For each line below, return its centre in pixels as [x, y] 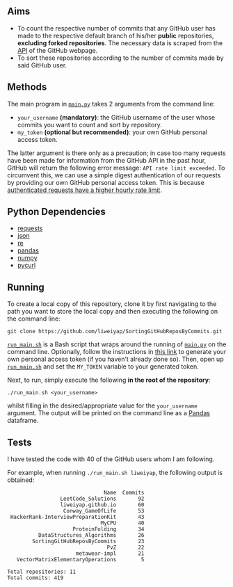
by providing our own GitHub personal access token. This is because [106, 182]
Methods [27, 87]
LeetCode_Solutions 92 [102, 499]
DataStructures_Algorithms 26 [91, 536]
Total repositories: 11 [42, 572]
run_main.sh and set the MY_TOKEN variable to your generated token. [103, 367]
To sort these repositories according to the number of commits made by [120, 58]
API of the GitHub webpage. [57, 50]
